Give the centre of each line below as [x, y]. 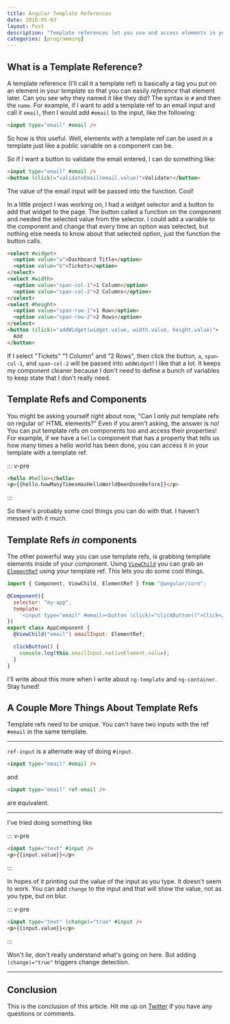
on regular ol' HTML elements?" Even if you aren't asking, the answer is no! [113, 423]
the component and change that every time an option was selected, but [108, 226]
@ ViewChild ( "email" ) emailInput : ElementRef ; [79, 635]
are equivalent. [28, 803]
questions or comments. [41, 1014]
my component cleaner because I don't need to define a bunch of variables [114, 370]
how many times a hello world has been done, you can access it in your [108, 445]
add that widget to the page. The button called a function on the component [114, 212]
